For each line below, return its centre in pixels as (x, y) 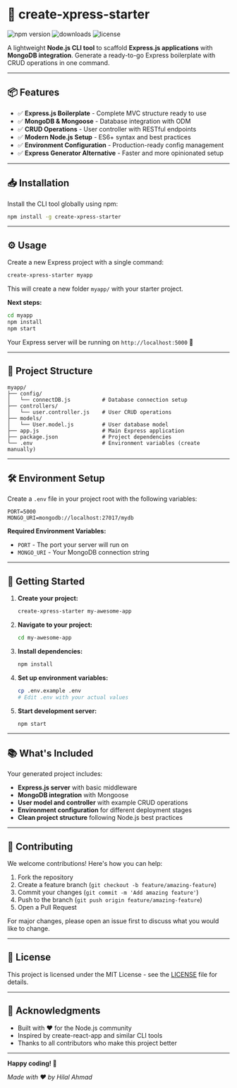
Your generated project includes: (55, 774)
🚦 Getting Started (46, 581)
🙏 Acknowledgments (54, 1011)
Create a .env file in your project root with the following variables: (102, 499)
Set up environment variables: (63, 678)
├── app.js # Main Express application (96, 431)
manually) (22, 449)
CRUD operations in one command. (59, 62)
